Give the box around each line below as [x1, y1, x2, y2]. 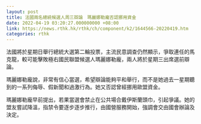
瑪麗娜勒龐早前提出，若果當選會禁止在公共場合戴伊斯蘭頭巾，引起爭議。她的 [6, 96, 195, 104]
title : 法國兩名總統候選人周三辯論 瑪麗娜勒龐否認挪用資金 [6, 14, 136, 20]
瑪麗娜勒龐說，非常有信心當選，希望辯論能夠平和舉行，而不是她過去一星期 [6, 76, 190, 83]
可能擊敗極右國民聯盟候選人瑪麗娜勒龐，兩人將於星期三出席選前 [26, 56, 184, 63]
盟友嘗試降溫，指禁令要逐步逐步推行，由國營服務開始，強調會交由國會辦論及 [6, 104, 195, 111]
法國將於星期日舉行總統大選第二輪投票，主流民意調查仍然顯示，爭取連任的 [6, 49, 190, 56]
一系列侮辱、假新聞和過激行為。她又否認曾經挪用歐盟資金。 [16, 83, 163, 90]
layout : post [6, 8, 39, 15]
